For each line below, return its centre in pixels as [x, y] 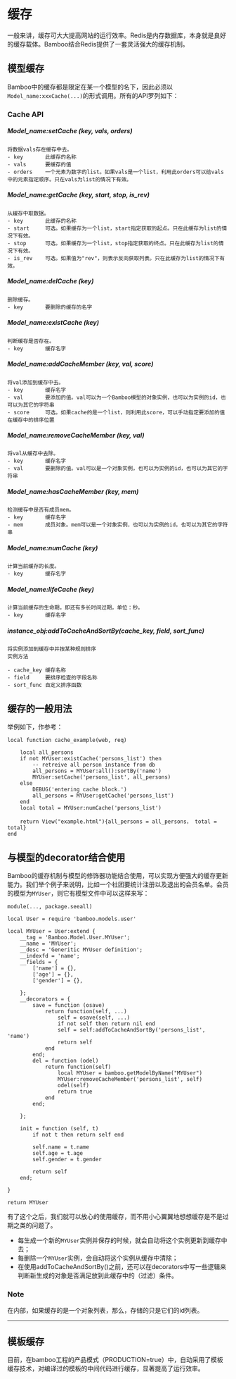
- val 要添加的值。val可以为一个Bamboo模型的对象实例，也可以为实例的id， [114, 397]
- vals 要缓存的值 [39, 164]
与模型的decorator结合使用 [66, 857]
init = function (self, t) [59, 1128]
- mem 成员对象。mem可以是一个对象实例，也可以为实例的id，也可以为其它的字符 [118, 525]
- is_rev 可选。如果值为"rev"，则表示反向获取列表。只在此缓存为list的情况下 [113, 258]
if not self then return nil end [106, 1024]
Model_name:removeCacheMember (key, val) [76, 435]
